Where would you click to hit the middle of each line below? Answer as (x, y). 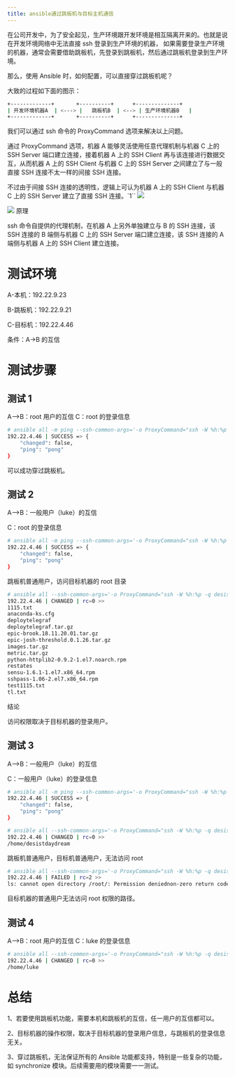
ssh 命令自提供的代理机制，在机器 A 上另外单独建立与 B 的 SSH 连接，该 (111, 226)
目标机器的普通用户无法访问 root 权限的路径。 (73, 898)
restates (20, 666)
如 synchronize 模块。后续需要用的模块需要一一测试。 (85, 1065)
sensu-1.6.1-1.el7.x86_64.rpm (51, 673)
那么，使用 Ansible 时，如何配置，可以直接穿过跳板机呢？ (90, 76)
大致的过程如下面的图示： (44, 90)
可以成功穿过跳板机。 (38, 470)
